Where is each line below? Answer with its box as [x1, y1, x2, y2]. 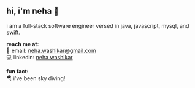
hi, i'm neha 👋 [6, 6, 59, 16]
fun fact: [6, 67, 29, 75]
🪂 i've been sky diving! [6, 74, 66, 82]
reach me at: [6, 40, 39, 47]
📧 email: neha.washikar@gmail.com [6, 47, 96, 54]
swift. [6, 29, 20, 36]
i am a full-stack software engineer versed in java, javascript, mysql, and [6, 22, 189, 29]
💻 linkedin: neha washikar [6, 53, 73, 61]
